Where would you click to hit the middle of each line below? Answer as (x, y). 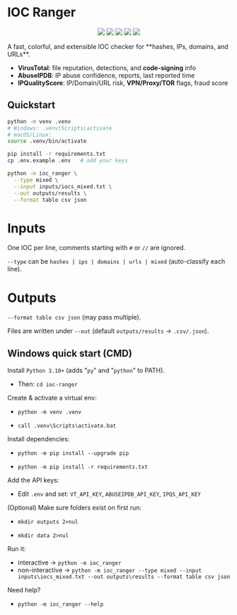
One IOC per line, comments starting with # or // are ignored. (97, 248)
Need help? (24, 590)
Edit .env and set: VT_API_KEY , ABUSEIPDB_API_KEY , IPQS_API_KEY (109, 494)
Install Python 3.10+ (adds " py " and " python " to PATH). (86, 371)
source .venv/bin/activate (47, 141)
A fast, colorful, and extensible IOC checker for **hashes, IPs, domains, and (118, 46)
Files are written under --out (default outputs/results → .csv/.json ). (108, 331)
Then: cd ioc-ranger (47, 384)
